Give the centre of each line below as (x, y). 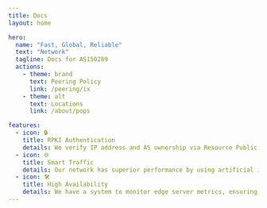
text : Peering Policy (65, 81)
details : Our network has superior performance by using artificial (138, 170)
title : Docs (28, 15)
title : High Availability (66, 185)
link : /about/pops (60, 111)
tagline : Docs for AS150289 (62, 60)
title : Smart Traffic (58, 162)
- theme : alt (44, 96)
